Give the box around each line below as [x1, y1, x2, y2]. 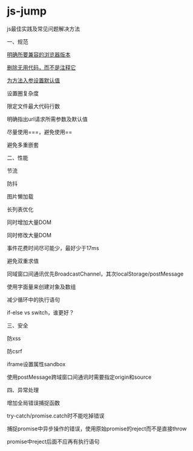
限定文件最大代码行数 [7, 102, 60, 110]
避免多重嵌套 [7, 141, 39, 148]
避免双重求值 [7, 257, 39, 265]
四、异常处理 [7, 386, 39, 393]
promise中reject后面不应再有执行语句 [7, 438, 100, 445]
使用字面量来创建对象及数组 [7, 283, 76, 290]
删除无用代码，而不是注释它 [7, 64, 76, 71]
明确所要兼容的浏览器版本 [7, 50, 71, 58]
